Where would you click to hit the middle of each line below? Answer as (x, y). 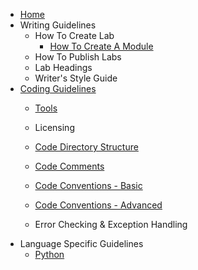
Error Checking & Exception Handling (111, 224)
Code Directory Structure (86, 147)
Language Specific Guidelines (81, 243)
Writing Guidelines (58, 25)
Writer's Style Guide (76, 78)
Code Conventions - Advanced (98, 205)
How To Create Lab (74, 35)
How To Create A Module (101, 46)
